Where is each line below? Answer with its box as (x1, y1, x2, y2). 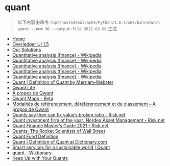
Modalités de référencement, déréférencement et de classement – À (12, 101, 156, 107)
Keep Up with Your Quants (12, 155, 68, 161)
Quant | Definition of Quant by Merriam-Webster (12, 79, 114, 85)
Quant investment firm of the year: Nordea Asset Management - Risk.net (12, 117, 165, 123)
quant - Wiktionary (12, 150, 52, 156)
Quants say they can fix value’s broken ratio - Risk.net (12, 111, 126, 117)
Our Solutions (12, 46, 41, 53)
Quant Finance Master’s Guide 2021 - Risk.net (12, 122, 109, 129)
